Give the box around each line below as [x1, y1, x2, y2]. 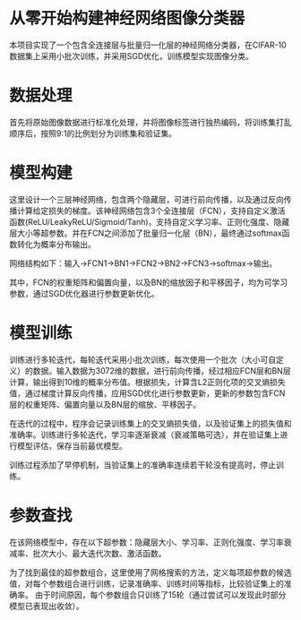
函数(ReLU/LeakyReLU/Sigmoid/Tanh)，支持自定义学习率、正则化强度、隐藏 [9, 216, 290, 227]
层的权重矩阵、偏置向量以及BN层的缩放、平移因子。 [9, 399, 202, 409]
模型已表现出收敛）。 [9, 600, 84, 611]
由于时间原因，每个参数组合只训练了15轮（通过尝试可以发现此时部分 [34, 589, 287, 600]
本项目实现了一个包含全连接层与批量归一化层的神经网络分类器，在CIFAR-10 [9, 39, 287, 50]
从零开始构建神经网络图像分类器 [9, 8, 245, 29]
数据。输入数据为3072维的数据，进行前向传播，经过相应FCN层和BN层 [32, 365, 291, 376]
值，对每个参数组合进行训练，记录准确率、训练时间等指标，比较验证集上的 [9, 578, 284, 589]
